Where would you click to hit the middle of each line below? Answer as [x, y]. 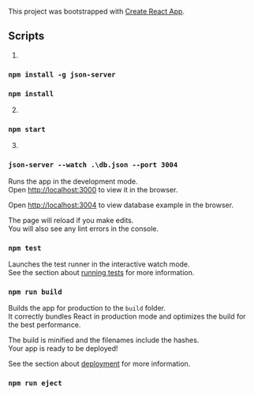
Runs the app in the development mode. [73, 181]
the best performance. [45, 325]
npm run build [35, 292]
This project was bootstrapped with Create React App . [97, 11]
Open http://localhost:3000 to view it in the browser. [93, 189]
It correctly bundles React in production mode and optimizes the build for [127, 317]
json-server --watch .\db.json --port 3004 [93, 165]
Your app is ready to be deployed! [63, 348]
